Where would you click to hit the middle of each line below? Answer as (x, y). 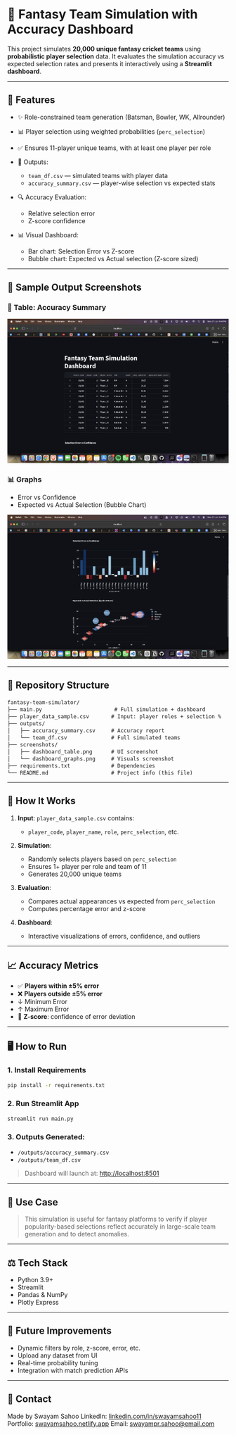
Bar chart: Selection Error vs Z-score (81, 251)
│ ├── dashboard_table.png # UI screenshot (83, 752)
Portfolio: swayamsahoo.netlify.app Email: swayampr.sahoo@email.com (111, 1423)
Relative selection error (61, 213)
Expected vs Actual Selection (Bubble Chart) (82, 505)
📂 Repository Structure (58, 685)
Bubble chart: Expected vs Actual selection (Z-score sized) (113, 258)
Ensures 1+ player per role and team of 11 (87, 866)
